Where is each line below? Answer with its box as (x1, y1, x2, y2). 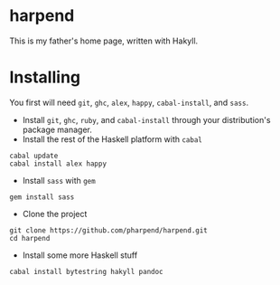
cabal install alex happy (9, 159, 107, 168)
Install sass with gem (22, 175, 97, 185)
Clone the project (22, 208, 88, 219)
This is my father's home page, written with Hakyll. (9, 35, 199, 46)
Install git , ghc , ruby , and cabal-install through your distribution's (22, 114, 271, 125)
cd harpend (9, 233, 51, 242)
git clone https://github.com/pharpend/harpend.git (9, 225, 208, 235)
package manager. (22, 124, 93, 135)
